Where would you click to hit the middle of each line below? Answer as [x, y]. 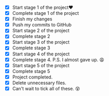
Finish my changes [32, 19]
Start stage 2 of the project [41, 31]
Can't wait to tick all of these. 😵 [46, 88]
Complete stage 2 [31, 36]
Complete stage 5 [31, 71]
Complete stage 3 [31, 48]
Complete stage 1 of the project [46, 13]
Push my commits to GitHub [42, 25]
